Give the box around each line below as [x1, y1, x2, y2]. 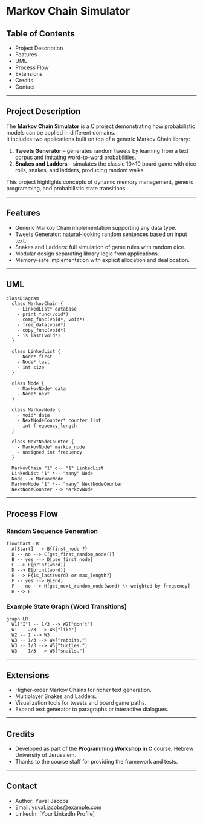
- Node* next [17, 391, 50, 397]
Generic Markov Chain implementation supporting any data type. [14, 224, 176, 231]
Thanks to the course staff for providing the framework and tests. [14, 758, 178, 765]
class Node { [11, 380, 45, 386]
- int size [17, 364, 45, 371]
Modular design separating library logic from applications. [14, 250, 159, 257]
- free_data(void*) [17, 322, 66, 328]
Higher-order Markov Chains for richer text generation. [14, 687, 152, 694]
